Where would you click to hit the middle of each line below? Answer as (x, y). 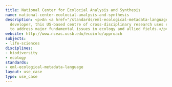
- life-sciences (23, 43)
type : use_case (21, 77)
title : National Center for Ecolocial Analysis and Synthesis (73, 10)
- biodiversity (21, 53)
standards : (17, 62)
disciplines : (19, 48)
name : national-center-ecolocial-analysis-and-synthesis (67, 15)
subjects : (16, 39)
